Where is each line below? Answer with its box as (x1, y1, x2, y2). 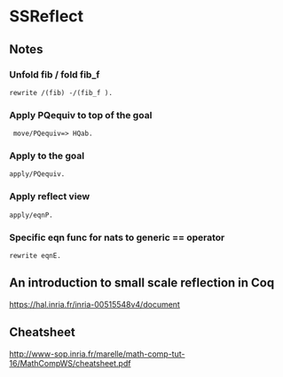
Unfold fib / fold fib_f (9, 68, 100, 81)
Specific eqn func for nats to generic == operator (9, 231, 225, 244)
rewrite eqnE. (9, 252, 62, 261)
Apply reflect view (9, 190, 90, 203)
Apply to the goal (9, 149, 85, 162)
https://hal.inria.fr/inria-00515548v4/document (9, 299, 180, 309)
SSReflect (9, 6, 84, 27)
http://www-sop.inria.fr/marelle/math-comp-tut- (9, 349, 185, 359)
